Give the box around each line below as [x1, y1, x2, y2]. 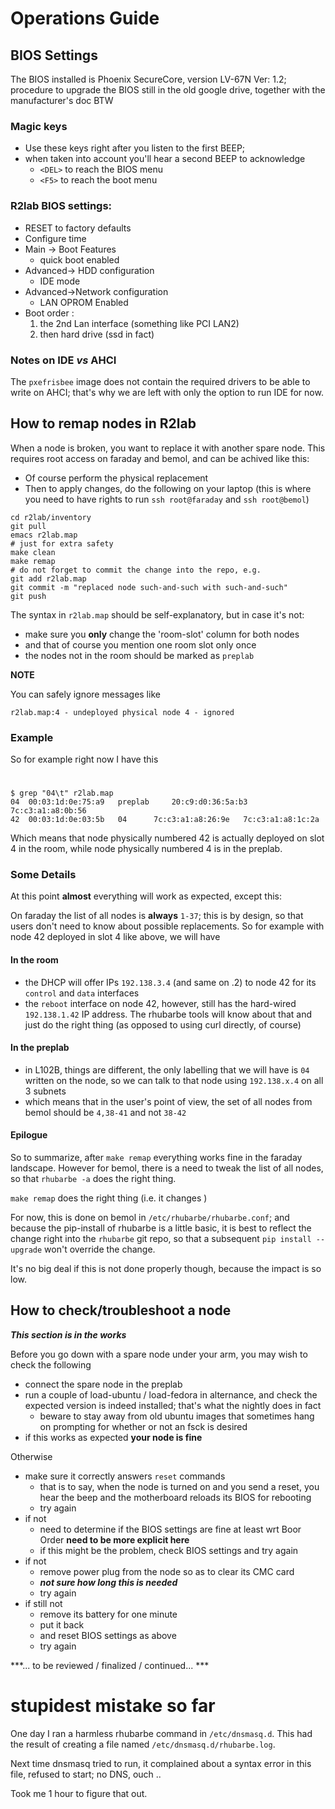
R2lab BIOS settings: [10, 199, 113, 213]
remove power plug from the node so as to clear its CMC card [39, 1565, 295, 1577]
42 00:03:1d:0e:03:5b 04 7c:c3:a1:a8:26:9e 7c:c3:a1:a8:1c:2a [10, 815, 320, 825]
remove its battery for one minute [39, 1608, 178, 1620]
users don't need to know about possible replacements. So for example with [10, 920, 325, 932]
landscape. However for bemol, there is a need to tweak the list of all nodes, [10, 1162, 324, 1174]
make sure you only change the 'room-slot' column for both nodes [24, 628, 300, 640]
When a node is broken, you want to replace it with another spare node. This [10, 442, 326, 454]
